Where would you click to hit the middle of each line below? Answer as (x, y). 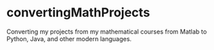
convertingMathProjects (78, 13)
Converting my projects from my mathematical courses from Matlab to (107, 32)
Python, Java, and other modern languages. (69, 38)
